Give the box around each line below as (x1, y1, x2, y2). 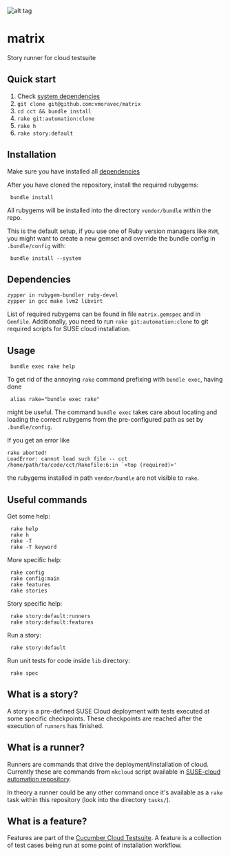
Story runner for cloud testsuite (7, 53, 96, 62)
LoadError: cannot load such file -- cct (7, 456, 128, 463)
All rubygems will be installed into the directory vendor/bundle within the (7, 206, 211, 214)
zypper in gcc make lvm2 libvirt (7, 298, 103, 305)
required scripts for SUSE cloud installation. (7, 325, 131, 333)
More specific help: (7, 556, 62, 564)
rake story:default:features (10, 619, 94, 626)
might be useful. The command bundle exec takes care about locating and (7, 408, 218, 416)
